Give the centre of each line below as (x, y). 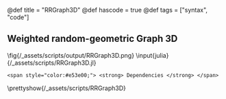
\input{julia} (152, 55)
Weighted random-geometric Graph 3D (92, 39)
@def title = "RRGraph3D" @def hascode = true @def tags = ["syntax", (107, 10)
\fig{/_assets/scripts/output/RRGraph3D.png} (71, 55)
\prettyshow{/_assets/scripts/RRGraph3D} (67, 88)
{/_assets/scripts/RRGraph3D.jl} (52, 63)
